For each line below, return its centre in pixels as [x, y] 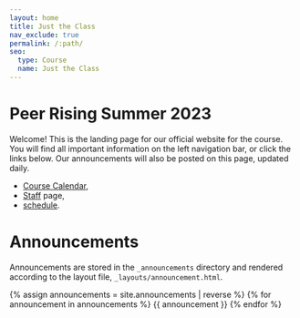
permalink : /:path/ [47, 43]
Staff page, [44, 195]
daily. [20, 168]
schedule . [41, 205]
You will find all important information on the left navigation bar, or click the [150, 149]
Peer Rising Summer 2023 [111, 114]
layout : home [34, 18]
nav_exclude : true [44, 35]
